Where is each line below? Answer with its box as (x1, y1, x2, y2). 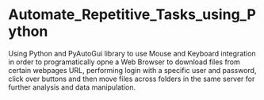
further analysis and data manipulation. (8, 82, 136, 92)
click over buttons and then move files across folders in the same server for (8, 74, 255, 83)
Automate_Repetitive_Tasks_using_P (8, 6, 256, 24)
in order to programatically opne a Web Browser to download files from (8, 57, 240, 67)
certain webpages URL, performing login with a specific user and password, (8, 65, 257, 75)
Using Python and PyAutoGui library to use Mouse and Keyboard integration (8, 48, 256, 58)
